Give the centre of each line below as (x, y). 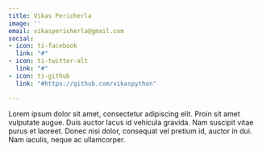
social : (21, 38)
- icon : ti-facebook (43, 46)
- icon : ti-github (39, 76)
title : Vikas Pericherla (50, 16)
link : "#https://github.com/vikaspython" (86, 83)
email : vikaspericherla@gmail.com (67, 31)
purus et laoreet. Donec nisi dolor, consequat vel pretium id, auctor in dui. (130, 131)
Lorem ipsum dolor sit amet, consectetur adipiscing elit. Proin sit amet (124, 113)
